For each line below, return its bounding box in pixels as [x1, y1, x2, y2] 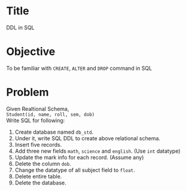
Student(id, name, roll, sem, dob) [6, 112, 95, 118]
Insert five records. [14, 141, 62, 148]
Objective [6, 45, 56, 58]
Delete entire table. [14, 172, 62, 180]
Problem [6, 85, 49, 99]
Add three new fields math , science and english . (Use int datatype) [14, 147, 181, 155]
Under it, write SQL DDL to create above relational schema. [14, 134, 160, 141]
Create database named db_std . [14, 128, 94, 135]
